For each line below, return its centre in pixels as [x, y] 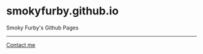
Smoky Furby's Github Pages [42, 28]
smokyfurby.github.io [63, 11]
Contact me [21, 45]
